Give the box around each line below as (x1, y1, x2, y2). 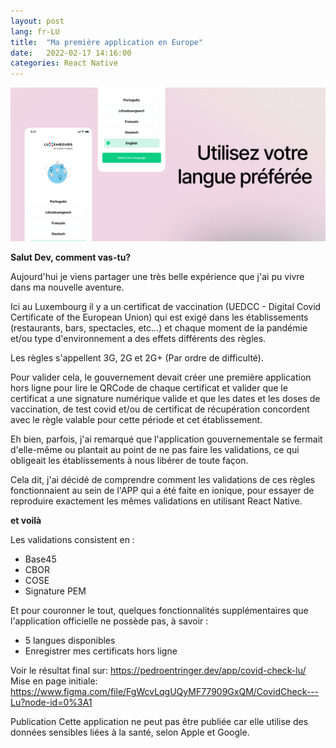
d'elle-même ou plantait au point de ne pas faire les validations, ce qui (10, 444, 300, 456)
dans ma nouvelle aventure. (10, 281, 125, 294)
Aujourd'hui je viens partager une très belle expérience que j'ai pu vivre (10, 271, 305, 283)
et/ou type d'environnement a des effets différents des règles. (10, 333, 267, 345)
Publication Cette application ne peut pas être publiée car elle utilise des (10, 716, 309, 728)
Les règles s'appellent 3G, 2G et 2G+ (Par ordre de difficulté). (10, 352, 264, 364)
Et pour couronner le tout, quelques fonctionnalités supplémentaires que (10, 605, 309, 617)
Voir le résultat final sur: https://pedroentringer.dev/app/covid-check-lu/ (10, 665, 307, 677)
